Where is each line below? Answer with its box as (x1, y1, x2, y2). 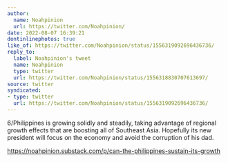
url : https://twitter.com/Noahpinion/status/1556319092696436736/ (13, 100, 209, 107)
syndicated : (7, 87, 41, 94)
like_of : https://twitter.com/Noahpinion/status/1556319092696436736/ (7, 42, 215, 49)
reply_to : (7, 49, 36, 56)
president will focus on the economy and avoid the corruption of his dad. (7, 133, 214, 141)
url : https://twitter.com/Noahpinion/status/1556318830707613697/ (13, 74, 209, 81)
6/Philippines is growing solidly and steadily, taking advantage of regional (7, 119, 216, 127)
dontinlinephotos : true (7, 36, 76, 43)
